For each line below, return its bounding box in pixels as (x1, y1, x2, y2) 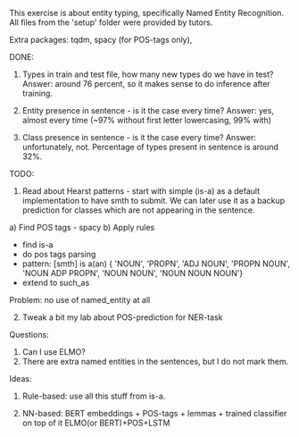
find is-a (21, 240, 54, 249)
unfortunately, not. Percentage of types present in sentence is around (21, 142, 279, 152)
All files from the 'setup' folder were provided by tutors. (9, 17, 213, 28)
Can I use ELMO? (21, 347, 87, 357)
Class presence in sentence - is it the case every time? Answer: (21, 132, 256, 142)
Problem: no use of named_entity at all (9, 295, 151, 305)
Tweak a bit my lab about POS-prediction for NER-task (21, 312, 223, 323)
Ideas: (9, 374, 32, 383)
